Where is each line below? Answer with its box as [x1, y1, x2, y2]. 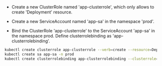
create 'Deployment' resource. [11, 9, 73, 15]
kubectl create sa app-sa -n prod [4, 52, 74, 57]
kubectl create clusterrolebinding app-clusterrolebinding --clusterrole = [4, 56, 159, 61]
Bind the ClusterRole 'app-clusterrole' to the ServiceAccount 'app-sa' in [11, 28, 155, 33]
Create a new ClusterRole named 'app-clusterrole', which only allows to [11, 4, 154, 10]
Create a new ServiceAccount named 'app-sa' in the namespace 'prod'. [11, 19, 154, 24]
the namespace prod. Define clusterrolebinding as [11, 33, 112, 39]
